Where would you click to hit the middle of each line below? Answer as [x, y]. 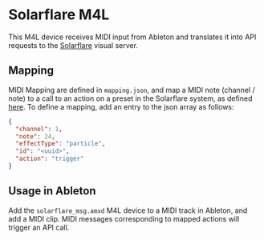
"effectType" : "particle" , [61, 144]
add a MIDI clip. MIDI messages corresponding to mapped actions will [124, 218]
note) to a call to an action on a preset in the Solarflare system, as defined [130, 98]
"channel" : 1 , [39, 129]
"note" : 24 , [36, 136]
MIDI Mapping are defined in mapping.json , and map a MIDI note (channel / [132, 90]
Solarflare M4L [59, 15]
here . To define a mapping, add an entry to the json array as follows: [121, 106]
